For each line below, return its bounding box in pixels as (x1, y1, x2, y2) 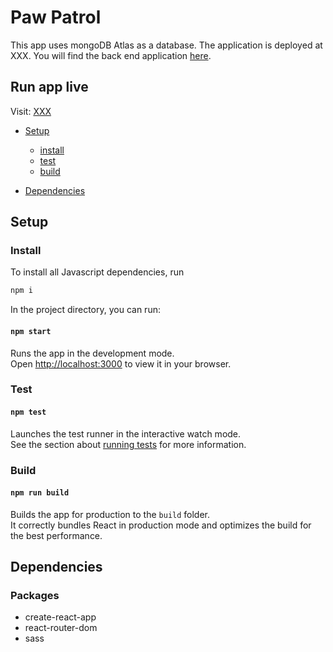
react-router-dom (24, 622, 98, 634)
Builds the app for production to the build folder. (10, 508, 211, 520)
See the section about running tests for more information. (10, 438, 247, 450)
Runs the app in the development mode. (10, 347, 175, 359)
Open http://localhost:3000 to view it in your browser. (10, 357, 232, 370)
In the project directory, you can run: (10, 304, 161, 316)
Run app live (10, 79, 89, 96)
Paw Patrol (10, 6, 102, 29)
